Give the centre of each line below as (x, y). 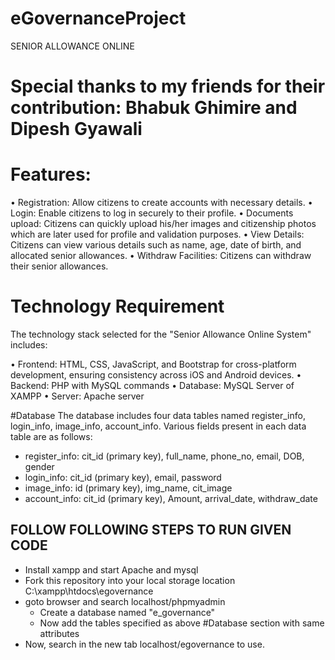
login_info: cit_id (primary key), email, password (123, 477)
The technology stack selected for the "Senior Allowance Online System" (161, 334)
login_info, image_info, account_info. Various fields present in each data (158, 426)
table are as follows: (51, 436)
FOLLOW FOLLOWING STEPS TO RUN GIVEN (151, 530)
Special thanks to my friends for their (168, 86)
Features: (51, 174)
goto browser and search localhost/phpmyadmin (125, 601)
